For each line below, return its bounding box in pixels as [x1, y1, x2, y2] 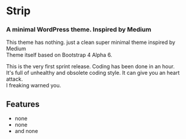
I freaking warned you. [6, 82, 61, 89]
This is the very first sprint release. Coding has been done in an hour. [6, 63, 175, 70]
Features [6, 99, 40, 109]
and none [14, 128, 39, 135]
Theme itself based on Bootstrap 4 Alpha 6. [6, 52, 113, 59]
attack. [6, 75, 23, 83]
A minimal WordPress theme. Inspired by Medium [6, 26, 152, 34]
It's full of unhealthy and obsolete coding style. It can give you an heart [6, 69, 180, 77]
